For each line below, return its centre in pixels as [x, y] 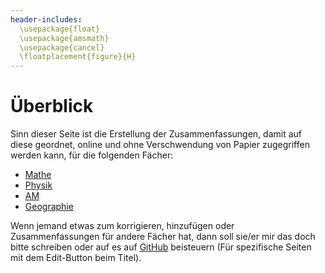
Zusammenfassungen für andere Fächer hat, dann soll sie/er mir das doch [163, 237]
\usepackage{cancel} [62, 47]
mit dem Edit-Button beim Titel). [76, 258]
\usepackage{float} [60, 29]
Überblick [52, 106]
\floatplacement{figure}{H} [78, 57]
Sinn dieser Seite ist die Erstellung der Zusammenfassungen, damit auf [156, 134]
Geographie [49, 207]
